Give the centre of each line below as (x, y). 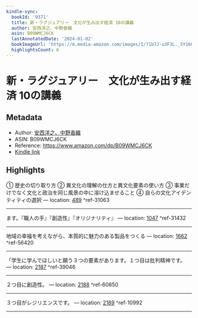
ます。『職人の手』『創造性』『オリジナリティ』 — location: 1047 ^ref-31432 (96, 218)
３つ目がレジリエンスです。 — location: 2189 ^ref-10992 (74, 302)
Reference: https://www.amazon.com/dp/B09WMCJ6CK (83, 145)
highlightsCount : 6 (35, 50)
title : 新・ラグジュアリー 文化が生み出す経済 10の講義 (73, 22)
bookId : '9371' (30, 17)
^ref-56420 (20, 243)
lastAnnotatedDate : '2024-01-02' (52, 39)
